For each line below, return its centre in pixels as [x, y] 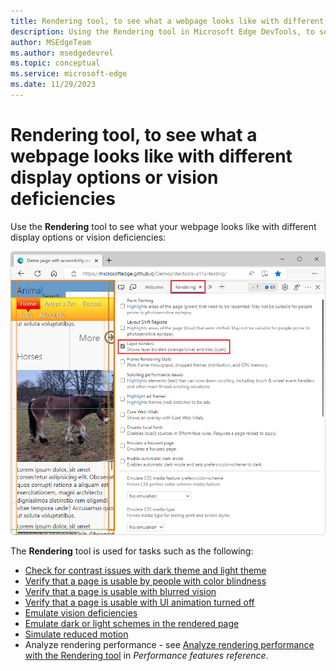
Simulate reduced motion [76, 634]
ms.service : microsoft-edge [69, 74]
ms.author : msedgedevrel [62, 53]
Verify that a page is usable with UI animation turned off [139, 602]
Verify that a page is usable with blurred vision [120, 591]
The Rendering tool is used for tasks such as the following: [132, 551]
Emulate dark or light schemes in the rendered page [132, 623]
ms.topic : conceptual [55, 63]
